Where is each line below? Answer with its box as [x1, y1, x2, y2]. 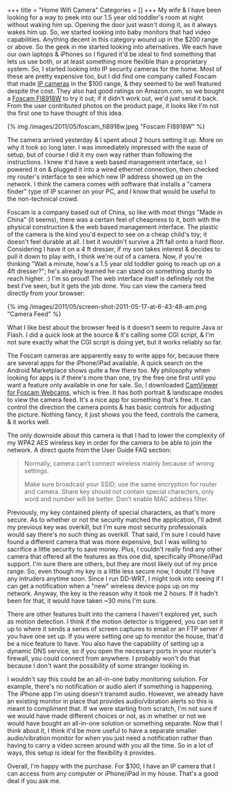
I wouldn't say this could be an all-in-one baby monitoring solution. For [7, 675, 209, 683]
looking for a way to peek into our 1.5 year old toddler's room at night [7, 13, 204, 21]
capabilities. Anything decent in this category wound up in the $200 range [7, 35, 219, 44]
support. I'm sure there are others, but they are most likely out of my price [7, 560, 217, 567]
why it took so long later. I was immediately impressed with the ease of [7, 143, 209, 151]
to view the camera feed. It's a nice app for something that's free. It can [7, 396, 211, 404]
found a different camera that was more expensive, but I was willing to [7, 538, 207, 546]
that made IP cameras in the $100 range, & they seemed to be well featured [7, 80, 222, 87]
